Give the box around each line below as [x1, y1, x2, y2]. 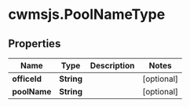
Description [90, 61, 135, 71]
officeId [12, 73, 42, 84]
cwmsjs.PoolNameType [8, 6, 166, 24]
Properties [8, 37, 61, 50]
